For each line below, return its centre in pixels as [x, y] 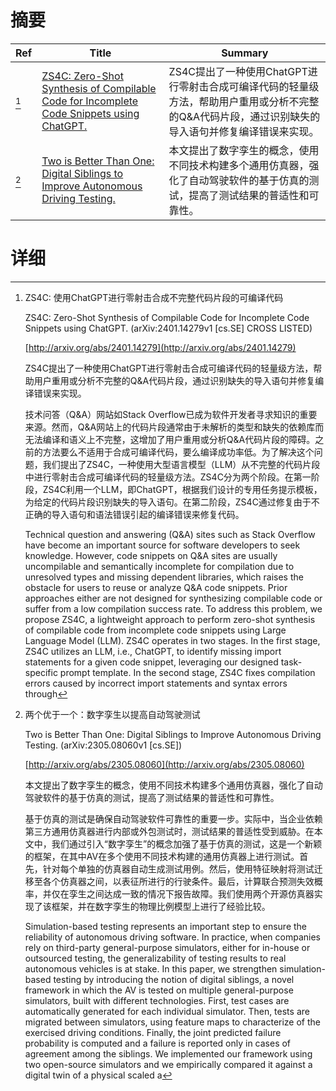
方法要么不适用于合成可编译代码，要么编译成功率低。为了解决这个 [178, 452]
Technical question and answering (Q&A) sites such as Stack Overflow [170, 534]
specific [41, 672]
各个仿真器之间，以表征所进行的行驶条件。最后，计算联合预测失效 [178, 881]
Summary [245, 53]
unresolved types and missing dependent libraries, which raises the [164, 577]
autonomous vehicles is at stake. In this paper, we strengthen [151, 968]
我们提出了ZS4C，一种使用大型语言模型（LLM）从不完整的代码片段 [181, 464]
